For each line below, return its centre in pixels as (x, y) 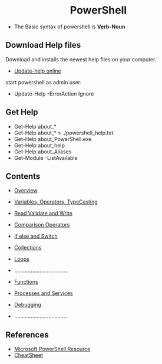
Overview (26, 191)
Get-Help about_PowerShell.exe (53, 139)
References (27, 335)
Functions (26, 282)
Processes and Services (43, 293)
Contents (23, 176)
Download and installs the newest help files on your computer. (81, 59)
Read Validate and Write (43, 214)
